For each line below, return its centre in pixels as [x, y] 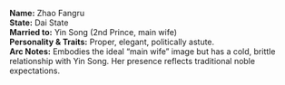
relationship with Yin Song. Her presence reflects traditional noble [133, 61]
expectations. [35, 71]
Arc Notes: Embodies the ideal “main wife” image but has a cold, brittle [142, 52]
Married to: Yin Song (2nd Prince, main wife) [93, 32]
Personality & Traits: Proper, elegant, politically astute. [112, 42]
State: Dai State [39, 23]
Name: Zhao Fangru [47, 13]
